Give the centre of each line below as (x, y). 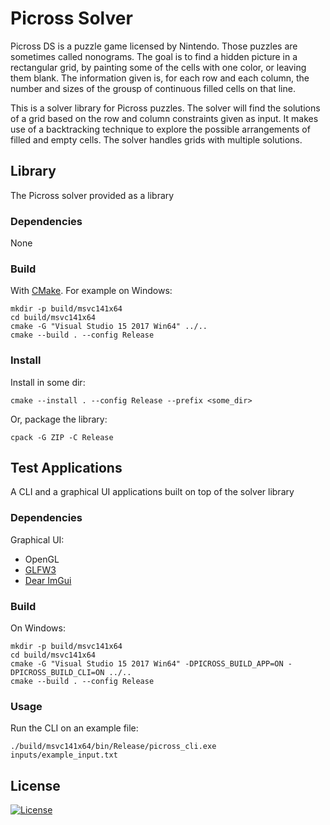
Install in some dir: (48, 382)
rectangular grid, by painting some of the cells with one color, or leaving (158, 67)
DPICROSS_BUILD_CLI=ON (57, 673)
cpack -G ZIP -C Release (62, 437)
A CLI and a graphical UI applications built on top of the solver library (152, 492)
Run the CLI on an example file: (74, 728)
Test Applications (66, 468)
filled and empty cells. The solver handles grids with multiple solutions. (156, 139)
